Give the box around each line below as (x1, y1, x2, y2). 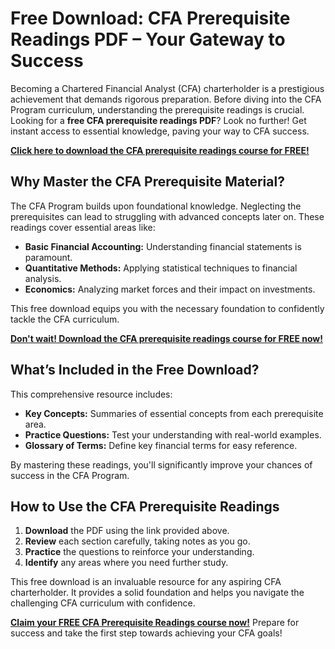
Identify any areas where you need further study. (24, 557, 229, 569)
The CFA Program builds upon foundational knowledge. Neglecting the (10, 200, 302, 212)
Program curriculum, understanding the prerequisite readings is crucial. (10, 103, 305, 116)
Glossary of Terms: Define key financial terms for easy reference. (24, 439, 298, 451)
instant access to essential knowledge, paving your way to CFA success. (10, 125, 310, 137)
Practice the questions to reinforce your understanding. (24, 546, 255, 558)
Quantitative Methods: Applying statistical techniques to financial (24, 262, 298, 274)
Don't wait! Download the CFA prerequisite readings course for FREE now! (10, 332, 324, 344)
